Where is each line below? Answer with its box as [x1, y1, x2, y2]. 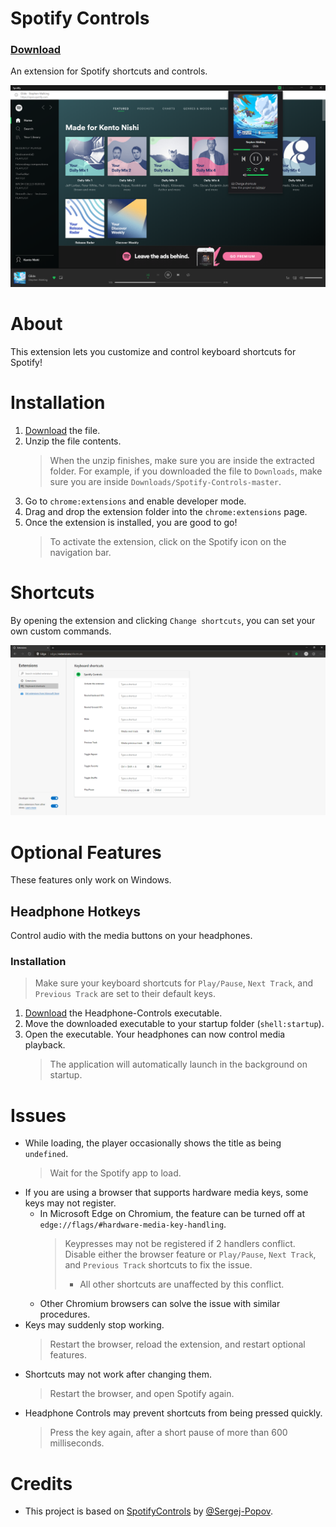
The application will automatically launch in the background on [49, 1058, 308, 1071]
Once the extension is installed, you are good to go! [24, 516, 238, 528]
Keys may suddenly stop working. [24, 1319, 165, 1331]
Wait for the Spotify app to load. [49, 1167, 182, 1179]
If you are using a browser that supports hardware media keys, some [24, 1187, 309, 1199]
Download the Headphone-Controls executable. [24, 1007, 223, 1019]
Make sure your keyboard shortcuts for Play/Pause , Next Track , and [34, 977, 314, 989]
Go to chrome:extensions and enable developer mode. [24, 495, 247, 507]
